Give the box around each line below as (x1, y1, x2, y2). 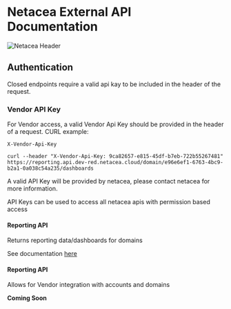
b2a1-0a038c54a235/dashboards (7, 165, 94, 172)
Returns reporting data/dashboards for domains (7, 236, 143, 245)
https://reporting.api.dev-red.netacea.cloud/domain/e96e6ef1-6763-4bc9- (7, 159, 224, 166)
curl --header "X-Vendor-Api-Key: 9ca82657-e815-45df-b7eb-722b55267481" (7, 153, 224, 160)
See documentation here (7, 250, 77, 258)
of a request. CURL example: (7, 128, 89, 136)
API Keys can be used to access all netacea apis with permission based (7, 198, 210, 206)
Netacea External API (7, 4, 132, 20)
